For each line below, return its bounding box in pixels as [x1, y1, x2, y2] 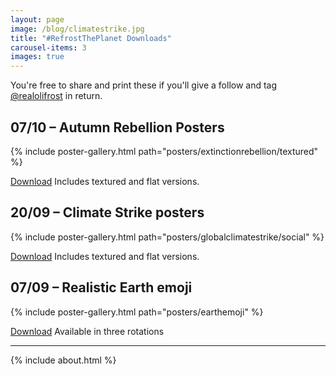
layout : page [10, 14, 65, 25]
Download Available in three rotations [10, 325, 165, 337]
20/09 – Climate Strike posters [10, 204, 205, 221]
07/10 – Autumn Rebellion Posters [10, 119, 225, 136]
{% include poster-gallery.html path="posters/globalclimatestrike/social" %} [10, 231, 325, 243]
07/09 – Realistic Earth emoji [10, 279, 193, 296]
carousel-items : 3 [10, 42, 87, 53]
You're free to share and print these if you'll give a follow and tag [10, 79, 278, 91]
